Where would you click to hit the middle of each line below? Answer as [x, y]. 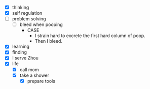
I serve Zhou [25, 58]
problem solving [29, 19]
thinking [21, 7]
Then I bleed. [49, 41]
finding [20, 52]
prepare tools [41, 81]
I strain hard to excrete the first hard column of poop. [90, 36]
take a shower [34, 75]
